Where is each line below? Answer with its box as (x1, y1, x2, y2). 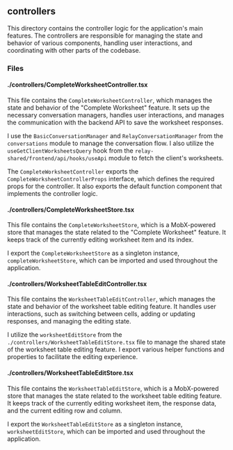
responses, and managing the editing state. (7, 317, 131, 326)
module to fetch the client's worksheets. (109, 153, 224, 162)
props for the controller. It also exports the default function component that (7, 182, 223, 190)
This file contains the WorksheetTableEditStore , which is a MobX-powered (7, 384, 219, 392)
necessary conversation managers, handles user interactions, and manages (7, 110, 225, 119)
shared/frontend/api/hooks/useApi (7, 155, 108, 162)
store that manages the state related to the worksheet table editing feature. (7, 392, 223, 400)
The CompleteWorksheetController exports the (7, 167, 139, 176)
